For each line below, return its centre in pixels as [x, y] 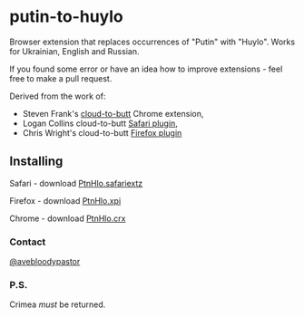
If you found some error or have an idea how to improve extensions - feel [146, 69]
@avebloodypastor [45, 262]
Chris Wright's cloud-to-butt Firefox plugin [102, 132]
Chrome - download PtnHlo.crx [68, 218]
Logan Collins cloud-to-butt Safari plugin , [100, 123]
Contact [28, 242]
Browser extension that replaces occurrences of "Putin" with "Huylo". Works [152, 42]
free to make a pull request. [61, 78]
